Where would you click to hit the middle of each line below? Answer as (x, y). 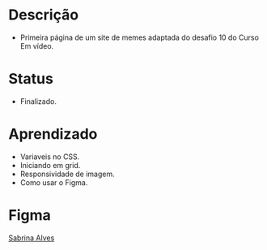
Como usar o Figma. (54, 182)
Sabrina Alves (32, 238)
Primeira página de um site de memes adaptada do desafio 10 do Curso (139, 37)
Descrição (44, 15)
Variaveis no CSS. (50, 157)
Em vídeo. (37, 45)
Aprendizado (53, 134)
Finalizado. (38, 101)
